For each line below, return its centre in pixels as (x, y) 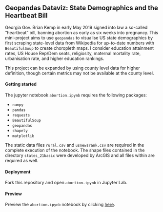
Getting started (21, 84)
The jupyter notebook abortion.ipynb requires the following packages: (76, 95)
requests (21, 116)
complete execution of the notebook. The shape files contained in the (75, 150)
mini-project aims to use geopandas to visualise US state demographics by (79, 38)
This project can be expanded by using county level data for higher (72, 68)
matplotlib (23, 136)
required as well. (22, 161)
